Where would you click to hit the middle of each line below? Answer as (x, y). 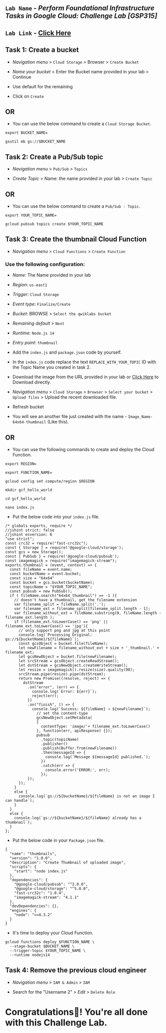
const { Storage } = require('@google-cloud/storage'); (64, 548)
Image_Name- (140, 417)
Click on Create (28, 96)
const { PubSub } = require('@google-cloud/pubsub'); (62, 556)
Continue (22, 77)
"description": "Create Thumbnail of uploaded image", (68, 862)
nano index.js (20, 507)
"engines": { (23, 910)
